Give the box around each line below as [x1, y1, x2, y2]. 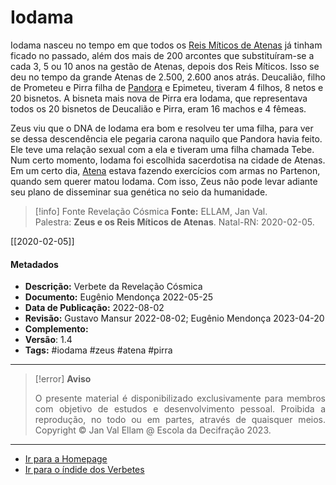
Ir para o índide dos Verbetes [24, 464, 145, 476]
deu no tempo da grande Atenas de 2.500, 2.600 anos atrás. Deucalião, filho [10, 71, 326, 83]
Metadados [10, 258, 59, 270]
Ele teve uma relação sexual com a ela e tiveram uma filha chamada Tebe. [10, 143, 315, 155]
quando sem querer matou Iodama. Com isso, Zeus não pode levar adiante [10, 175, 318, 187]
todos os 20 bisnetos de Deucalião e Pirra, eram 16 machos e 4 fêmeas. [10, 102, 307, 115]
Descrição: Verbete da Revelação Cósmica [24, 281, 203, 293]
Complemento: [24, 323, 89, 335]
